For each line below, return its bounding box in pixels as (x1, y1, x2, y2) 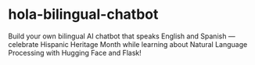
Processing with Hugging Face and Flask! (8, 48, 142, 57)
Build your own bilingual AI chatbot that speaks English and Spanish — (8, 31, 236, 41)
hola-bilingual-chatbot (8, 5, 159, 23)
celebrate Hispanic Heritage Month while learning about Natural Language (8, 39, 248, 49)
